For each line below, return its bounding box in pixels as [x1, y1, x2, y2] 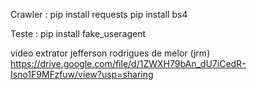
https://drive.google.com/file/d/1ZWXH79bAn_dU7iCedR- [10, 58, 247, 69]
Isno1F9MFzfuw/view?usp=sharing [10, 69, 154, 80]
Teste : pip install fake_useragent [10, 28, 147, 39]
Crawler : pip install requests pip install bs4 [10, 9, 188, 20]
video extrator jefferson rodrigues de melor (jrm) [10, 47, 211, 59]
